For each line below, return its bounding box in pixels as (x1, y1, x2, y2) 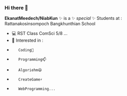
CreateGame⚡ (18, 77, 43, 82)
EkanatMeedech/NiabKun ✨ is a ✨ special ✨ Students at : (4, 16, 122, 21)
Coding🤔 (18, 48, 34, 53)
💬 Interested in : (11, 37, 43, 43)
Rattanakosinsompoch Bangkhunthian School (4, 21, 96, 27)
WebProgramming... (18, 87, 55, 92)
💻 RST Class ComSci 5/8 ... (11, 31, 68, 36)
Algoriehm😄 (18, 68, 42, 73)
